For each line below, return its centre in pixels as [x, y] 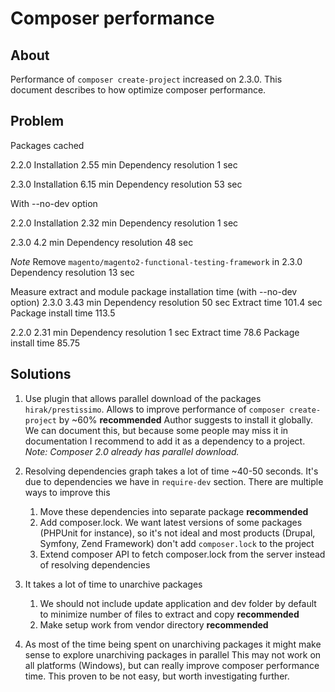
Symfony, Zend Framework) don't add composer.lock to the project [177, 543]
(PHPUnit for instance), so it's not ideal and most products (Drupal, [177, 533]
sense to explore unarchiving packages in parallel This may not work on [173, 654]
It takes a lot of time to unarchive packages [113, 584]
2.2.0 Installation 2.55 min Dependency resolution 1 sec [124, 164]
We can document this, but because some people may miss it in [156, 430]
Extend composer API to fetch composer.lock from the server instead [182, 554]
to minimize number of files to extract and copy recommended [169, 614]
